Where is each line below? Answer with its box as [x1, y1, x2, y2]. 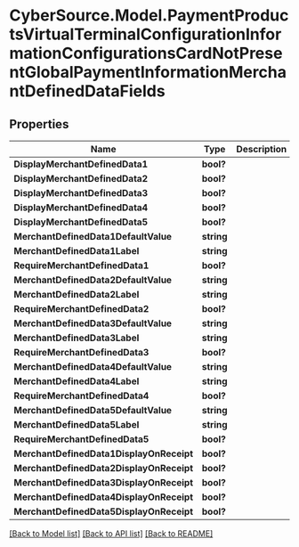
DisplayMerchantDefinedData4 [13, 201, 149, 214]
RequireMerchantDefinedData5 [13, 433, 149, 445]
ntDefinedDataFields [9, 81, 166, 102]
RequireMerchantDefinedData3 [13, 347, 149, 358]
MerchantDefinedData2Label [13, 289, 140, 300]
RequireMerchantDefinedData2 [13, 303, 149, 314]
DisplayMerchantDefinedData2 [13, 173, 149, 184]
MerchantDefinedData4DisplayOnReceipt [13, 491, 194, 503]
